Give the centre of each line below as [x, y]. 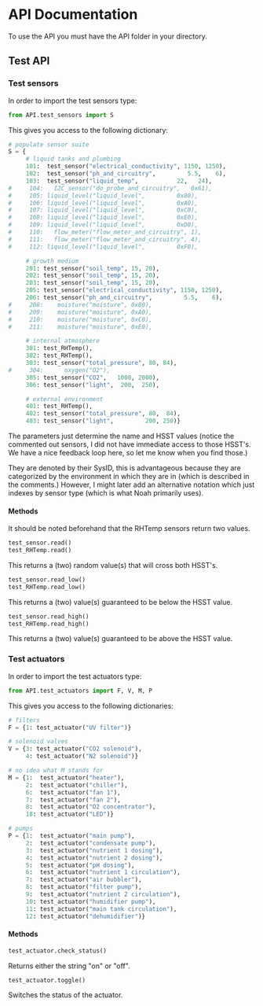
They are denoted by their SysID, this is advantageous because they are [124, 468]
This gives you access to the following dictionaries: [91, 706]
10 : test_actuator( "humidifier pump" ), [91, 901]
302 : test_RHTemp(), [59, 356]
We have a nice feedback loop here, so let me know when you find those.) [128, 453]
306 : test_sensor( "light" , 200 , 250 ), [92, 385]
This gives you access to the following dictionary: [88, 130]
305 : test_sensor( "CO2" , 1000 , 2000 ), [92, 378]
